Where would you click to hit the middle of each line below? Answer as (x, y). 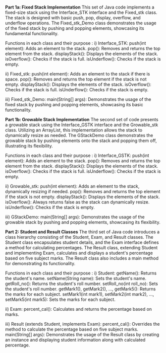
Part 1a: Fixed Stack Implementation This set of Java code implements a (80, 7)
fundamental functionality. (32, 34)
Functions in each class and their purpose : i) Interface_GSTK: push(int (77, 155)
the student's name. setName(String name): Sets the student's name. (76, 278)
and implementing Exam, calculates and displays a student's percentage (79, 253)
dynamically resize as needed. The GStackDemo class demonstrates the (79, 135)
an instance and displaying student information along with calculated (75, 340)
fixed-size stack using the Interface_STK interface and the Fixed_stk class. (81, 12)
